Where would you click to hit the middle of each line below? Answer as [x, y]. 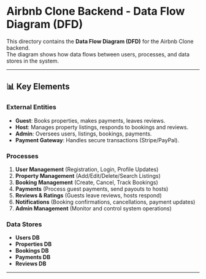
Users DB [27, 238]
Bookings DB [32, 251]
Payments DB [33, 257]
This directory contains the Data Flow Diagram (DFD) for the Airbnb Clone [100, 41]
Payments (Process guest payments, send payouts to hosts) [92, 189]
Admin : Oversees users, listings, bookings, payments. [83, 134]
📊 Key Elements [38, 87]
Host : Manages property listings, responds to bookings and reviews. [102, 127]
